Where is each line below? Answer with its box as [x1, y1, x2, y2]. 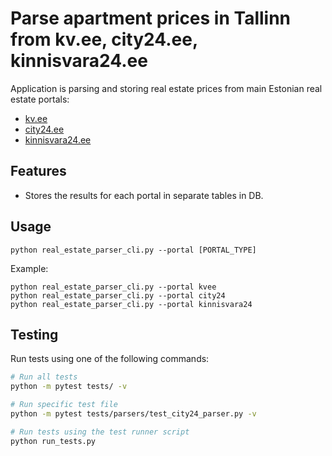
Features [10, 163, 67, 180]
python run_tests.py [10, 436, 97, 446]
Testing [10, 326, 59, 343]
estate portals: [10, 93, 70, 105]
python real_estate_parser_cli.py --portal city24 [10, 290, 226, 301]
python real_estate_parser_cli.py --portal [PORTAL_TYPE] [10, 245, 257, 255]
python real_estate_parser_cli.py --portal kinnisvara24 [10, 299, 253, 309]
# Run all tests [10, 372, 78, 382]
